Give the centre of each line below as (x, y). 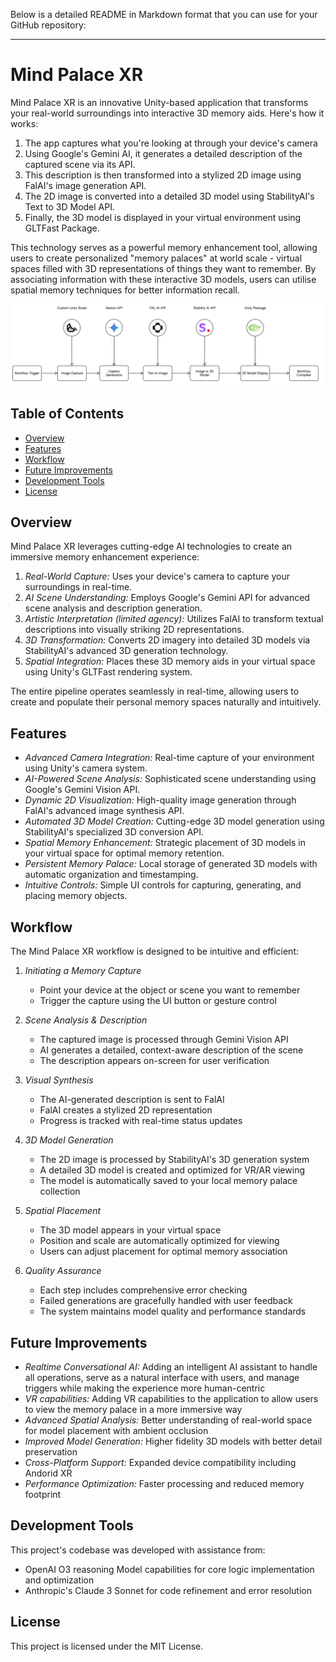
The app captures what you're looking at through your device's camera (171, 143)
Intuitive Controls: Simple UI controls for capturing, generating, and (163, 885)
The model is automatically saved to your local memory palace (168, 1181)
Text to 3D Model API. (69, 206)
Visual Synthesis (59, 1080)
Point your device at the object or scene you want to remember (170, 990)
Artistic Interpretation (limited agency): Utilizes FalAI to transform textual (174, 619)
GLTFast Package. (62, 228)
